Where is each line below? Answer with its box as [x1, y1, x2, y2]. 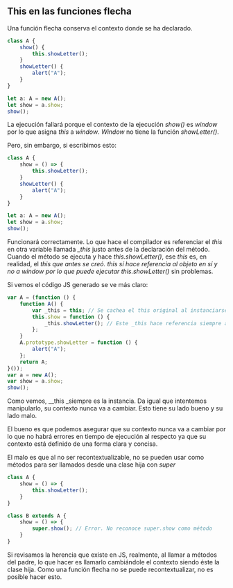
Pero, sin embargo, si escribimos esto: [7, 141, 116, 150]
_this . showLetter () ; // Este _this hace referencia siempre [44, 320, 222, 327]
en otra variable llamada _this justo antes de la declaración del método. [7, 245, 210, 254]
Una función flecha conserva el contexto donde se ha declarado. [7, 24, 193, 32]
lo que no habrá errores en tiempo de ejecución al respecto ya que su [7, 433, 207, 441]
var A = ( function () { [7, 294, 76, 301]
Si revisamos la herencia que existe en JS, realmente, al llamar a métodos [7, 551, 217, 559]
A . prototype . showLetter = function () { [19, 339, 138, 346]
